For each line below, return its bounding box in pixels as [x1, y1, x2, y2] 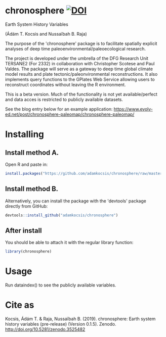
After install [5, 226, 42, 235]
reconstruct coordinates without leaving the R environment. [5, 82, 126, 88]
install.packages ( [5, 171, 43, 176]
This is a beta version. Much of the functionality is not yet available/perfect [5, 91, 158, 97]
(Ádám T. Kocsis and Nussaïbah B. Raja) [5, 31, 87, 37]
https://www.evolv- [113, 106, 153, 112]
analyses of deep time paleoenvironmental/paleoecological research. [5, 46, 146, 51]
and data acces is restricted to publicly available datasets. [5, 96, 124, 102]
